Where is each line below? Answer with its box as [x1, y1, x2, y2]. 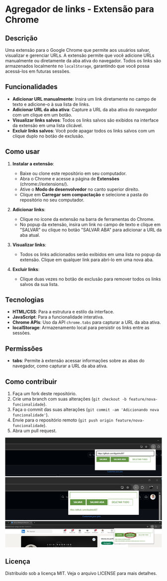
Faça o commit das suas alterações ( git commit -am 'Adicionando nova [12, 407, 159, 413]
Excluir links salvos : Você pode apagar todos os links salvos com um [12, 128, 155, 134]
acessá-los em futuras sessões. [5, 68, 71, 74]
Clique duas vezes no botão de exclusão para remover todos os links [19, 276, 161, 282]
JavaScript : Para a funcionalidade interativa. [12, 314, 104, 320]
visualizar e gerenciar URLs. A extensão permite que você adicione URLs [5, 52, 155, 58]
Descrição [5, 34, 38, 42]
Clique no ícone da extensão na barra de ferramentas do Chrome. [19, 216, 155, 222]
